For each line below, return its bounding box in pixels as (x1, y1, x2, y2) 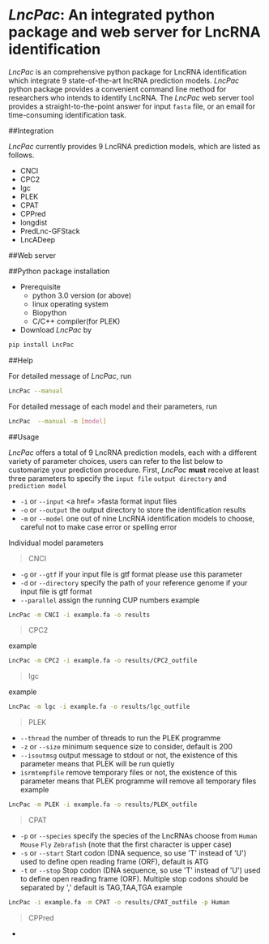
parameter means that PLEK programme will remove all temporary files (19, 776, 257, 786)
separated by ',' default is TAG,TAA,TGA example (19, 882, 183, 893)
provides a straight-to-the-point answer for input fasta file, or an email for (8, 101, 256, 111)
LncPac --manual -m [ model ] (8, 417, 107, 425)
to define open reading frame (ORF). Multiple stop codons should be (19, 874, 249, 884)
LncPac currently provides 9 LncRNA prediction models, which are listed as (8, 141, 261, 151)
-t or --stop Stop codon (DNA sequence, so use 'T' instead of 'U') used (19, 865, 261, 875)
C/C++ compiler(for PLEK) (32, 316, 121, 326)
